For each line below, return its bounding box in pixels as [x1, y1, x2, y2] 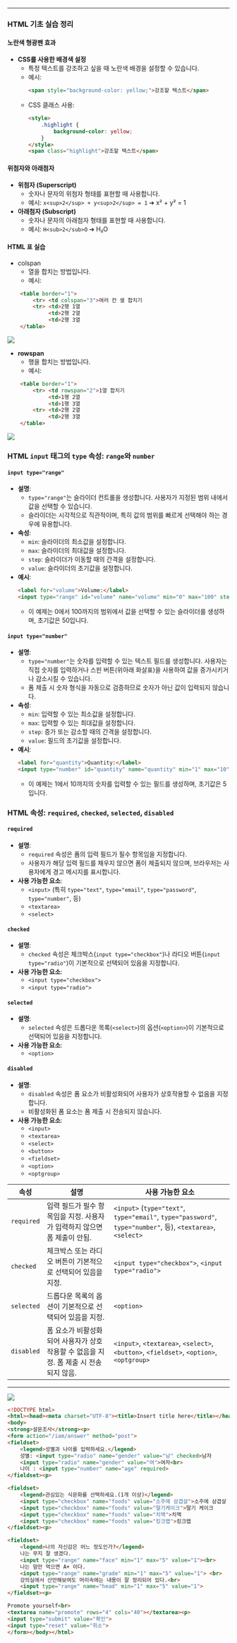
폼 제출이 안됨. [47, 1232, 92, 1242]
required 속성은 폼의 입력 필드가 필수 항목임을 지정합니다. [28, 849, 187, 858]
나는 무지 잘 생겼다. [20, 1550, 72, 1557]
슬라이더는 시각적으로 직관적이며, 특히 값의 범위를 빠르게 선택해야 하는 [28, 511, 221, 520]
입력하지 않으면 [55, 1221, 103, 1231]
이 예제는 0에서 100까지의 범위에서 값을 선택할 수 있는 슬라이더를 [28, 607, 207, 615]
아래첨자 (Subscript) [17, 207, 76, 216]
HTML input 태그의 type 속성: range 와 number [7, 451, 155, 460]
